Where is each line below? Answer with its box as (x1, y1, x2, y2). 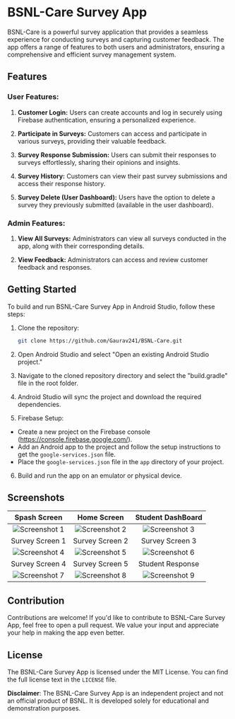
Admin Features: (7, 218, 66, 228)
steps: (7, 309, 25, 318)
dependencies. (17, 400, 61, 408)
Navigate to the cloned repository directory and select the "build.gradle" (17, 371, 228, 379)
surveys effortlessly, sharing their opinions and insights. (17, 158, 181, 166)
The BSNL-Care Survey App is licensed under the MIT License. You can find (7, 668, 229, 677)
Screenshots (7, 492, 65, 503)
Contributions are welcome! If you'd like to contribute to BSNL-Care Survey (7, 614, 226, 622)
